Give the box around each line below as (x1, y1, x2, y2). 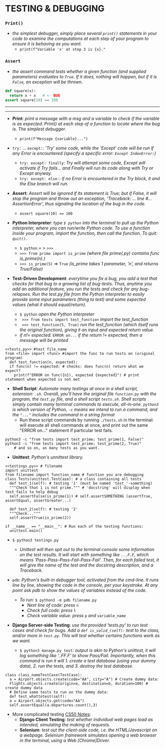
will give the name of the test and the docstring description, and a (19, 562, 154, 568)
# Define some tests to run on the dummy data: (9, 690, 109, 695)
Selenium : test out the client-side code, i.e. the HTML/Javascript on (19, 727, 158, 733)
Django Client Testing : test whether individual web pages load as (19, 717, 153, 722)
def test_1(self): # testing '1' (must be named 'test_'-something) (9, 481, 153, 486)
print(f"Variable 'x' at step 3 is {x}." (19, 47, 106, 52)
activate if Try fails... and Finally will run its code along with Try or (19, 165, 154, 171)
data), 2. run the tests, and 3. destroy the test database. (19, 663, 134, 669)
